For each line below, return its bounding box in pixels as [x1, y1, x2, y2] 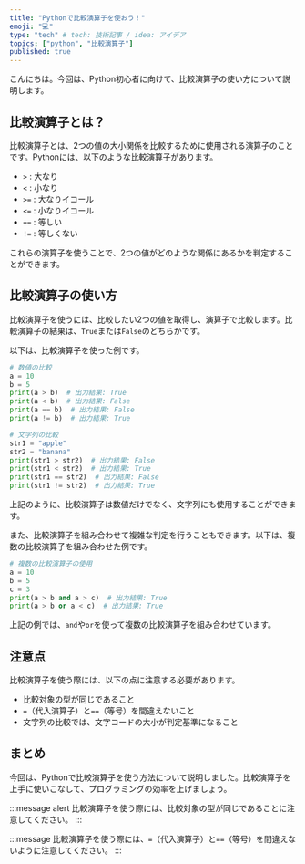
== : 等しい [22, 216, 63, 227]
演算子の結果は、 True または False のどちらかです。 [16, 325, 206, 336]
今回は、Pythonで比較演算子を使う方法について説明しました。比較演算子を [9, 772, 291, 783]
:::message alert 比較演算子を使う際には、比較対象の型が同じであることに [9, 802, 288, 813]
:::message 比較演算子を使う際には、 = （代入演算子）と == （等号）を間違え [9, 833, 289, 844]
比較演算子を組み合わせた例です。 [25, 541, 153, 552]
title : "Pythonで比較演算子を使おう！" [9, 13, 146, 23]
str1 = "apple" [9, 439, 67, 448]
